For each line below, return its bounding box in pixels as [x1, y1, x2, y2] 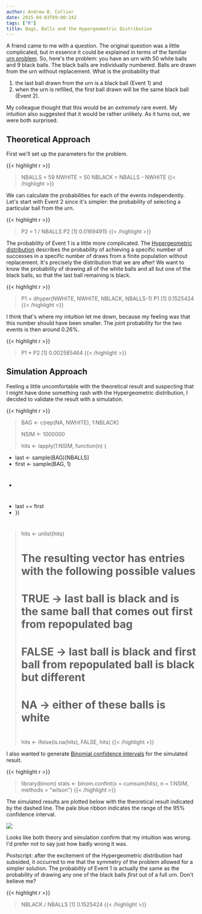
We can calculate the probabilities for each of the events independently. [6, 192, 185, 199]
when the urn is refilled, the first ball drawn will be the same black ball [14, 86, 189, 93]
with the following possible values [21, 564, 196, 578]
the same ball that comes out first [21, 604, 193, 618]
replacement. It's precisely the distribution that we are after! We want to [6, 259, 185, 266]
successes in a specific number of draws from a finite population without [6, 253, 188, 260]
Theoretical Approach [6, 134, 90, 145]
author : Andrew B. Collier [6, 8, 74, 15]
